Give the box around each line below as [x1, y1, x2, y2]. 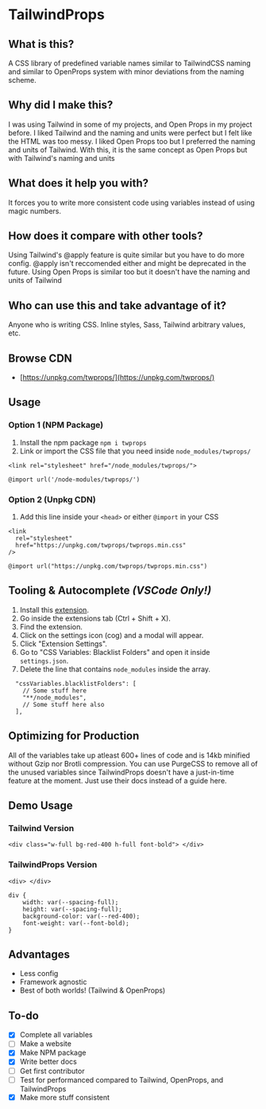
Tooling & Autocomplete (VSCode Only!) [8, 584, 212, 598]
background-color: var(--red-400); [22, 912, 141, 920]
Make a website [19, 1039, 71, 1048]
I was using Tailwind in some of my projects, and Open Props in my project [8, 120, 253, 129]
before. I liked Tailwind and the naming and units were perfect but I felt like [8, 127, 253, 137]
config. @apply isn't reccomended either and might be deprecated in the [8, 259, 247, 268]
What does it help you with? [8, 177, 149, 190]
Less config [19, 969, 59, 978]
